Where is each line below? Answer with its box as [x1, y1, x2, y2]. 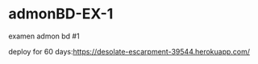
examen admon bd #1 [8, 31, 80, 41]
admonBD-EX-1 [8, 5, 114, 23]
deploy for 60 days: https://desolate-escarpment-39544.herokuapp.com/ [8, 46, 251, 56]
